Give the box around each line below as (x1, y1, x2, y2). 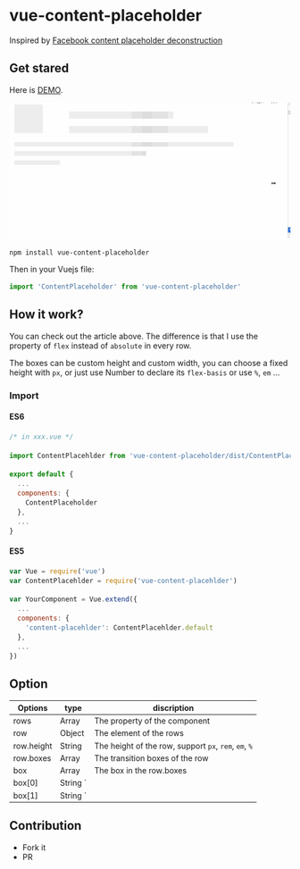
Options (17, 702, 48, 713)
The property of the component (94, 715, 211, 726)
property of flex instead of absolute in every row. (9, 340, 192, 351)
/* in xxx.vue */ (9, 432, 74, 441)
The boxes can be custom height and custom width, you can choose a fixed (9, 357, 288, 368)
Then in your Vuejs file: (9, 264, 95, 275)
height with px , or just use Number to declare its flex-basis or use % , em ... (9, 367, 280, 378)
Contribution (9, 818, 82, 833)
